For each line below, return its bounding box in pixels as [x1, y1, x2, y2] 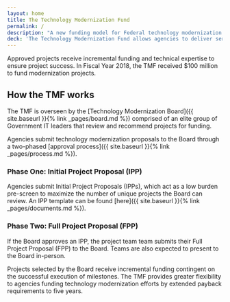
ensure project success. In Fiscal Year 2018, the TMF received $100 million [7, 62, 218, 70]
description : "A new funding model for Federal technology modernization [7, 29, 222, 36]
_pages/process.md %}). [7, 149, 77, 158]
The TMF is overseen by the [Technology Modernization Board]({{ [7, 107, 194, 115]
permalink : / [7, 23, 44, 30]
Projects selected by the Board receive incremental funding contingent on [7, 265, 216, 273]
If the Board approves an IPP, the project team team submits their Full [7, 237, 203, 245]
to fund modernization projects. [7, 69, 97, 78]
